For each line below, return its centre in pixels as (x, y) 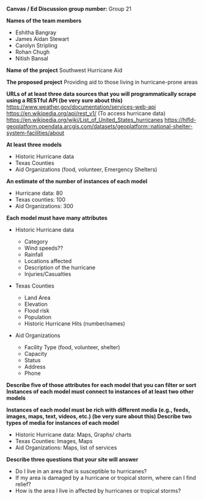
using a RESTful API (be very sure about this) (65, 100)
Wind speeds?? (44, 248)
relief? (23, 484)
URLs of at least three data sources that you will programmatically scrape (101, 94)
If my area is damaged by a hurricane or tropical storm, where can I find (106, 478)
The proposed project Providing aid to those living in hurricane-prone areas (102, 82)
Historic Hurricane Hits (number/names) (75, 324)
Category (36, 241)
